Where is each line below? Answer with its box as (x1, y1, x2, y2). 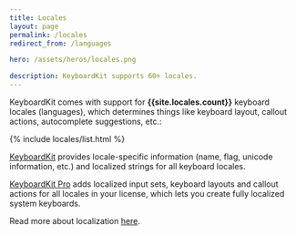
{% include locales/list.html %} (9, 134, 126, 144)
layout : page (9, 22, 59, 31)
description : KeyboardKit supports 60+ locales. (9, 72, 198, 81)
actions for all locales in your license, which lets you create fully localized (9, 189, 285, 199)
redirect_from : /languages (9, 38, 112, 48)
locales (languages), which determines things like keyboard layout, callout (9, 107, 288, 117)
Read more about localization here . (9, 216, 141, 226)
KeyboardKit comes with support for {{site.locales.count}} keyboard (9, 97, 270, 107)
